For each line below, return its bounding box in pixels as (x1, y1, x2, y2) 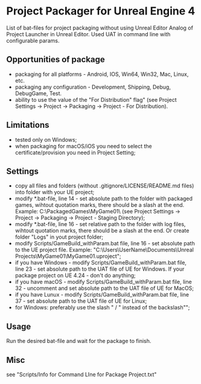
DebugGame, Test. (14, 89, 62, 97)
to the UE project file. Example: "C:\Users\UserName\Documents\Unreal (14, 246, 194, 254)
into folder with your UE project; (14, 189, 95, 196)
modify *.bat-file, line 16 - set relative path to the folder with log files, (14, 221, 186, 228)
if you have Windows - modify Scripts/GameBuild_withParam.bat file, (14, 259, 187, 266)
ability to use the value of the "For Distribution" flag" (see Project (14, 96, 177, 103)
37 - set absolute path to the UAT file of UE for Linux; (14, 297, 147, 305)
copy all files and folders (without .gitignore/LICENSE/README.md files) (14, 182, 194, 189)
